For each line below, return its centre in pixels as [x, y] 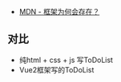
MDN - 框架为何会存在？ [59, 12]
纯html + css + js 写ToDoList [66, 60]
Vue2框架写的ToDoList [56, 69]
